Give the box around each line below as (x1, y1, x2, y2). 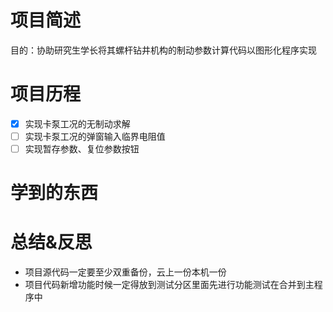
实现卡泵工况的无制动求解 (24, 117, 131, 130)
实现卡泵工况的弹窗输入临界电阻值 (24, 130, 166, 142)
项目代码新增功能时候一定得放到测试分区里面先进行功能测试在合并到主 (24, 279, 315, 291)
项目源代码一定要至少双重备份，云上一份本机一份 (24, 266, 227, 278)
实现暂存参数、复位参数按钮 (24, 143, 140, 155)
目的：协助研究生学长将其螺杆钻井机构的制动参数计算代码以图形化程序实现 (10, 44, 317, 56)
